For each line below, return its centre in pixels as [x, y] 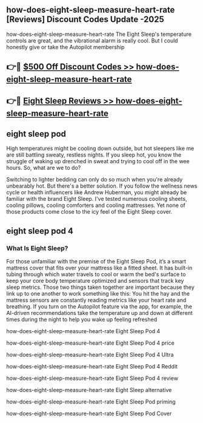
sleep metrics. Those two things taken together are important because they [101, 287]
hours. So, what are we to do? [44, 168]
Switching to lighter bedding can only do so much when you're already [95, 180]
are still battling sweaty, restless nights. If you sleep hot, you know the [94, 155]
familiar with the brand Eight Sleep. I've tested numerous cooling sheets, [97, 199]
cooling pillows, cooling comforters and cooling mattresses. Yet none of [96, 205]
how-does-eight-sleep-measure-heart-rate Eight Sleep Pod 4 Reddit [92, 367]
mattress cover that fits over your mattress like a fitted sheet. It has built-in [99, 268]
